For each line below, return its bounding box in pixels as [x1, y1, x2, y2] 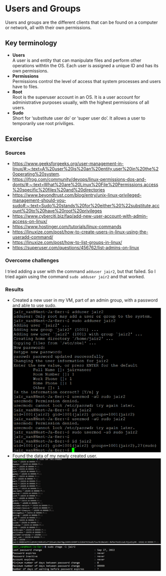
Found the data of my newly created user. [12, 453, 97, 459]
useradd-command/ [12, 234, 53, 240]
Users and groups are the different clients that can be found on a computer [5, 19, 158, 25]
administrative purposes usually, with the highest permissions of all [12, 99, 149, 105]
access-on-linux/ [12, 219, 48, 224]
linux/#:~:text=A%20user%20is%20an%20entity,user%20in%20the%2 [12, 166, 159, 172]
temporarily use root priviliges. [12, 120, 75, 126]
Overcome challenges [5, 257, 59, 264]
